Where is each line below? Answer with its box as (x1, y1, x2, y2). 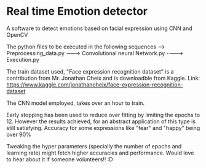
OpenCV (6, 31, 28, 38)
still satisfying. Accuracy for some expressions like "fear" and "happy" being (6, 124, 200, 131)
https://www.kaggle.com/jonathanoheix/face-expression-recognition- (6, 81, 183, 88)
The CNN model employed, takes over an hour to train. (6, 99, 145, 107)
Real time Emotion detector (6, 4, 148, 18)
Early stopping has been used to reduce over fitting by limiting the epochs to (6, 111, 200, 118)
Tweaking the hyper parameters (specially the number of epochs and (6, 142, 182, 150)
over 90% (6, 131, 32, 138)
